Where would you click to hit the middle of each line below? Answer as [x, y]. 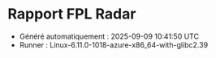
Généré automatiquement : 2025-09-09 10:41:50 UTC [109, 36]
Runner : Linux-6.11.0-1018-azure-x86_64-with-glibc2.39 [114, 44]
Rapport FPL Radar [72, 14]
